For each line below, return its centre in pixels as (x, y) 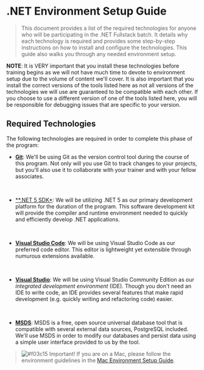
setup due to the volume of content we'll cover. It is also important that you (100, 79)
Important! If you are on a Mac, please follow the (110, 354)
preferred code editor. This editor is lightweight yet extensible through (103, 249)
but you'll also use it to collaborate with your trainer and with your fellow (106, 169)
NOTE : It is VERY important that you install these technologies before (93, 66)
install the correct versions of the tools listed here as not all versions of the (100, 85)
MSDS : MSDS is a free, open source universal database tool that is (99, 322)
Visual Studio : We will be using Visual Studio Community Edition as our (105, 279)
